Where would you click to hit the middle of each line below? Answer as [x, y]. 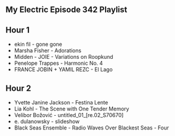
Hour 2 [18, 88]
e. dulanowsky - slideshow [47, 122]
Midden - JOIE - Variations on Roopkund [63, 57]
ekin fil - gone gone [38, 45]
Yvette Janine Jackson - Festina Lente [61, 103]
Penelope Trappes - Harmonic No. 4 [58, 63]
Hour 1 [18, 30]
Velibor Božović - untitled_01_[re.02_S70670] [69, 115]
